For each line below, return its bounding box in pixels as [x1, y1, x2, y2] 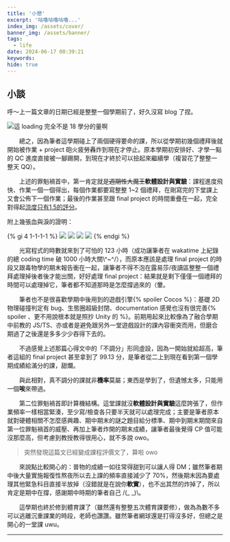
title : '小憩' [7, 10, 46, 17]
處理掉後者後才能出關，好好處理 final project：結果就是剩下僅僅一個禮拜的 [12, 272, 222, 280]
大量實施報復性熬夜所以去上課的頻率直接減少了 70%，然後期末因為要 [18, 471, 214, 479]
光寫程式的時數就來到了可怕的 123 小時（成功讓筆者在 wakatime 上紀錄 [19, 247, 219, 255]
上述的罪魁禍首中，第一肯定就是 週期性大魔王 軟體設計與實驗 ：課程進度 [19, 177, 217, 185]
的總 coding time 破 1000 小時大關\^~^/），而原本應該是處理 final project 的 [7, 255, 216, 263]
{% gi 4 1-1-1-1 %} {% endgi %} [7, 232, 130, 240]
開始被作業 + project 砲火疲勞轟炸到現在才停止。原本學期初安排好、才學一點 [7, 146, 222, 154]
